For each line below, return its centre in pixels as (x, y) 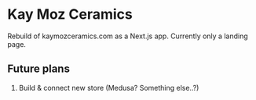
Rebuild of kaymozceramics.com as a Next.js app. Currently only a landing (128, 36)
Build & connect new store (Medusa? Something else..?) (109, 87)
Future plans (38, 69)
